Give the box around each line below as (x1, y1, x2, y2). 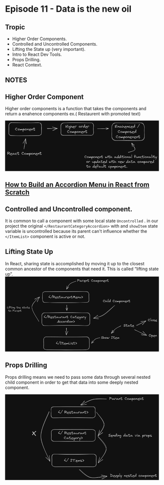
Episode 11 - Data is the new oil (5, 3, 132, 15)
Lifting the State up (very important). (12, 46, 86, 52)
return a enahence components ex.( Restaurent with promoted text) (5, 111, 141, 117)
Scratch (5, 188, 30, 197)
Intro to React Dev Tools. (12, 51, 62, 57)
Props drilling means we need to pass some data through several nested (5, 374, 150, 380)
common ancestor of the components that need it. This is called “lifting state (5, 266, 159, 272)
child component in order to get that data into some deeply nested (5, 379, 138, 385)
